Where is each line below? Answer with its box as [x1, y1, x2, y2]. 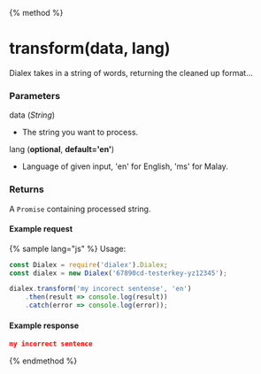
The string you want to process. [21, 127, 139, 138]
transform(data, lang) [9, 39, 171, 58]
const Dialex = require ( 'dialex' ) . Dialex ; [9, 260, 168, 269]
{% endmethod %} [9, 355, 78, 366]
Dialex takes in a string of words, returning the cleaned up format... [9, 67, 254, 78]
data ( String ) [9, 110, 56, 120]
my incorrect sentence [9, 340, 93, 348]
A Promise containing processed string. [9, 203, 151, 214]
